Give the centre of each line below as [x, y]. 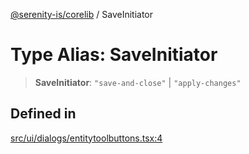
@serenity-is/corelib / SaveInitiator [82, 14]
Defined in [43, 114]
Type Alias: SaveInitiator [114, 55]
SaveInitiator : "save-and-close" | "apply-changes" [138, 82]
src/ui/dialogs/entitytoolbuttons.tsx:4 [86, 138]
